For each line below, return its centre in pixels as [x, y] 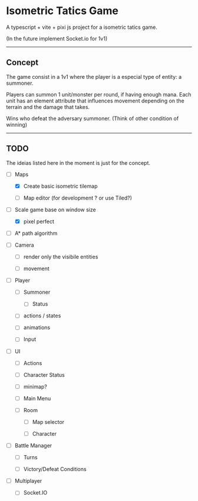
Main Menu [37, 398]
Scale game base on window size [55, 210]
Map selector [48, 422]
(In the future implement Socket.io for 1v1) [57, 38]
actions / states [42, 316]
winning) [17, 124]
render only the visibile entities [61, 257]
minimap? [35, 386]
